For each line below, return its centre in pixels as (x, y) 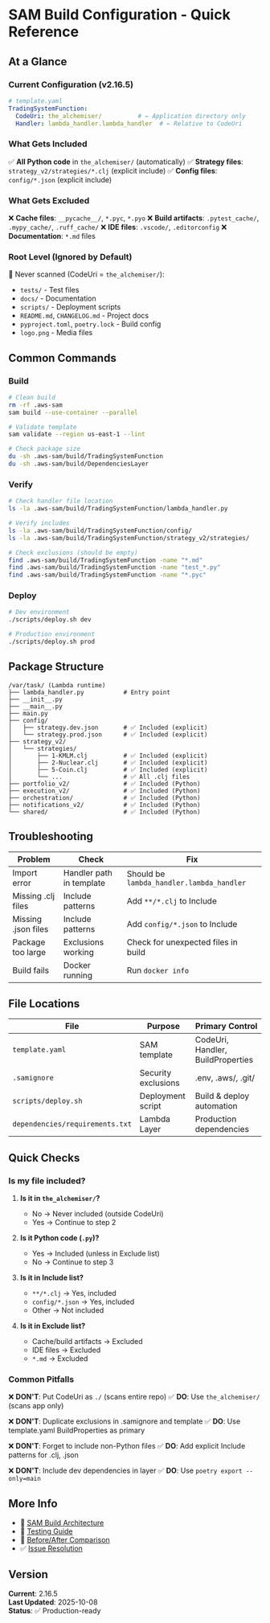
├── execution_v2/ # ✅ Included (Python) (104, 791)
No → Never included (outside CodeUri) (98, 1214)
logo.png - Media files (56, 333)
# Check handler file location (61, 501)
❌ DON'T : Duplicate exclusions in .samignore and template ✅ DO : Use (125, 1421)
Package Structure (56, 667)
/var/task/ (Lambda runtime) (57, 685)
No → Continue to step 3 (73, 1262)
